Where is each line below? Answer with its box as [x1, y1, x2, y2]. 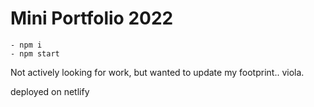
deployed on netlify [10, 85, 90, 97]
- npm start [10, 48, 60, 59]
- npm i [10, 40, 43, 50]
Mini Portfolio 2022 [10, 7, 174, 30]
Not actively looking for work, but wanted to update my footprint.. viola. [10, 66, 305, 78]
